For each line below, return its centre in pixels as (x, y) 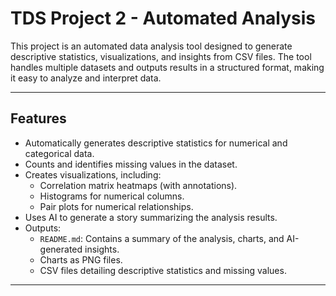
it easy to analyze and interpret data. (86, 78)
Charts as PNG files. (81, 259)
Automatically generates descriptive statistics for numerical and (156, 143)
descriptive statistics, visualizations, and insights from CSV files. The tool (161, 56)
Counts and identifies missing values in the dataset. (131, 164)
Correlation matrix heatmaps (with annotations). (138, 185)
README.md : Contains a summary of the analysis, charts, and (162, 238)
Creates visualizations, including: (93, 174)
